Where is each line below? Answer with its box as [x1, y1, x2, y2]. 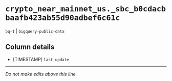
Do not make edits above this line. [5, 71, 77, 77]
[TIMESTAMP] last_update [12, 56, 69, 62]
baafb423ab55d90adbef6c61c [5, 13, 120, 23]
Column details [5, 43, 55, 51]
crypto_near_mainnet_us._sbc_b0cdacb [5, 4, 166, 14]
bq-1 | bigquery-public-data [5, 28, 65, 34]
